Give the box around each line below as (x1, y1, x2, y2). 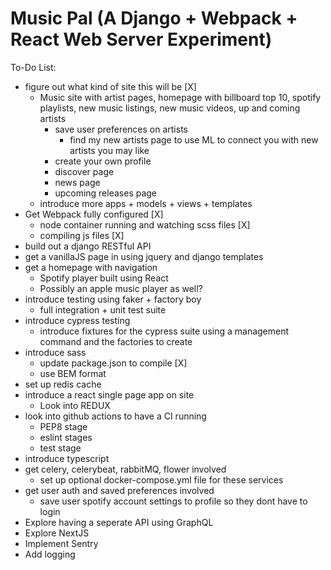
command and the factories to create (39, 335, 193, 347)
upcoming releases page (54, 187, 158, 199)
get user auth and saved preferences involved (24, 484, 215, 496)
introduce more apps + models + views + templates (39, 197, 253, 209)
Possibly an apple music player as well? (39, 282, 203, 294)
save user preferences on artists (54, 123, 188, 135)
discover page (54, 165, 115, 177)
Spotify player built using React (39, 272, 169, 284)
